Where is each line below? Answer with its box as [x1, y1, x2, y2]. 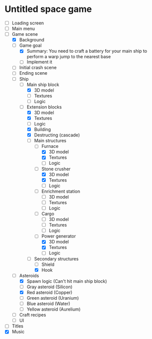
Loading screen [11, 20, 44, 26]
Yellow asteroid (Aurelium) [26, 306, 81, 312]
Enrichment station [41, 188, 80, 194]
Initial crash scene [19, 65, 57, 71]
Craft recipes [19, 312, 46, 318]
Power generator [41, 233, 76, 239]
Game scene [11, 31, 38, 37]
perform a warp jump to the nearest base [26, 54, 111, 60]
